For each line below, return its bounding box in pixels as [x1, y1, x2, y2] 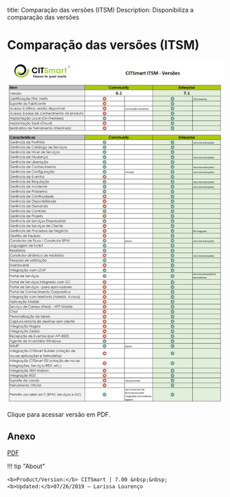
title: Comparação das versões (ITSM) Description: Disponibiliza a [7, 6, 194, 14]
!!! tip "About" [7, 462, 45, 471]
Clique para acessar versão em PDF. [7, 410, 111, 419]
